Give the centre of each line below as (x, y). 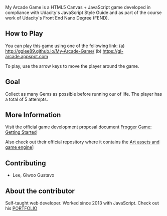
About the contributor (40, 191)
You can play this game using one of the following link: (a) (65, 46)
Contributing (26, 163)
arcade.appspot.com (27, 56)
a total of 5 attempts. (27, 99)
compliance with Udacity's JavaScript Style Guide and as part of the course (83, 13)
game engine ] (20, 147)
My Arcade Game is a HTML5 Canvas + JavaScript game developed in (78, 7)
